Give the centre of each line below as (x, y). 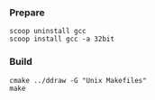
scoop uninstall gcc (48, 32)
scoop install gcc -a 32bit (62, 39)
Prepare (27, 13)
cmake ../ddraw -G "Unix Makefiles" (78, 80)
